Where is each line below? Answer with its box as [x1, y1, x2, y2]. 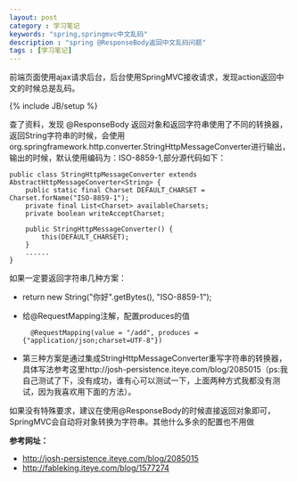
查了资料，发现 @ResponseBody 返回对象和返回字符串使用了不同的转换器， [9, 119, 288, 130]
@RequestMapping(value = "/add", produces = [30, 329, 199, 338]
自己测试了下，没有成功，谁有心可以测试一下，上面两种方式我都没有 [21, 375, 273, 386]
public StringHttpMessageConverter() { [25, 225, 174, 234]
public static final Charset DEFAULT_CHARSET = [25, 186, 205, 195]
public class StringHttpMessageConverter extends [9, 170, 198, 179]
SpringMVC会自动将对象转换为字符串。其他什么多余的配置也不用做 [9, 416, 255, 428]
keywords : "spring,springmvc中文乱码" [9, 29, 149, 38]
